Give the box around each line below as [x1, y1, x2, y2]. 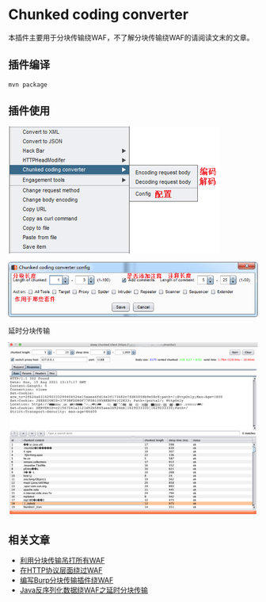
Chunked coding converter [8, 6, 188, 24]
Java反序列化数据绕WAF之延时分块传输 [19, 585, 149, 595]
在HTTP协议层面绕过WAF [19, 565, 103, 575]
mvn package [8, 81, 47, 89]
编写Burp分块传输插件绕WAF [19, 575, 114, 585]
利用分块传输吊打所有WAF [19, 555, 105, 565]
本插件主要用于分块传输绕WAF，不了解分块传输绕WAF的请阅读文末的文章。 [8, 32, 254, 42]
